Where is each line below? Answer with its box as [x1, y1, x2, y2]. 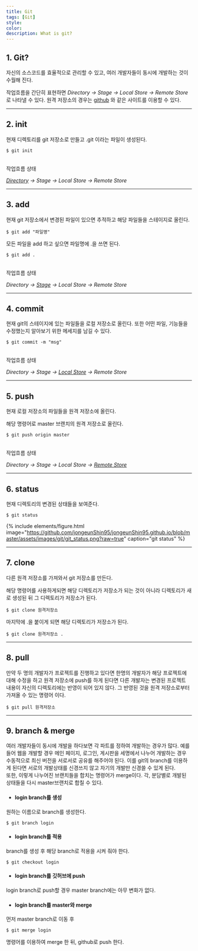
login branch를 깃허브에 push [14, 872, 85, 879]
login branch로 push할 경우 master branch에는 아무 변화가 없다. [6, 887, 156, 894]
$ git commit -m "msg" [6, 339, 62, 345]
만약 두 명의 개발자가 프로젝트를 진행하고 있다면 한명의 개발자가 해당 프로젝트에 [6, 669, 187, 676]
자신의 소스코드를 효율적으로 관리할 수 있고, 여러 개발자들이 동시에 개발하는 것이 [6, 69, 189, 76]
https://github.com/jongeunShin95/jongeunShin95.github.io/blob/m [27, 529, 190, 536]
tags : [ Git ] [6, 14, 35, 20]
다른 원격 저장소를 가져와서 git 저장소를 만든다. [6, 574, 113, 581]
